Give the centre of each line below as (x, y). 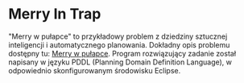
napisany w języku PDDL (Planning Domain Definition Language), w (120, 62)
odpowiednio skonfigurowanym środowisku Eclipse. (95, 70)
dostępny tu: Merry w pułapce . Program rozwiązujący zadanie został (122, 53)
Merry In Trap (55, 14)
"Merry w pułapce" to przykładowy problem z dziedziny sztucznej (118, 36)
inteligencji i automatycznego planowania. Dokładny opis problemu (119, 44)
